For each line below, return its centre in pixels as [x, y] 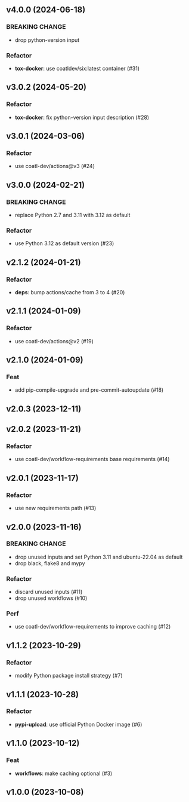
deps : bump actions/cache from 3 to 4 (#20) [70, 292]
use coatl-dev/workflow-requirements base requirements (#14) [92, 459]
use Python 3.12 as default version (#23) [64, 243]
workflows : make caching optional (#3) [63, 773]
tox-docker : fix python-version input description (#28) [82, 117]
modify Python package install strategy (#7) [69, 676]
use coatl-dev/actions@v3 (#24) [55, 166]
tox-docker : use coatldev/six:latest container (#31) [77, 68]
